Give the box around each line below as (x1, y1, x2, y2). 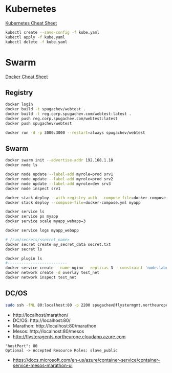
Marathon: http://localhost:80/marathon (12, 322, 97, 329)
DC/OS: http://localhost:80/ (12, 317, 71, 323)
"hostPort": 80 (5, 343, 38, 348)
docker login (5, 102, 33, 107)
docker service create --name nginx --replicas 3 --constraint (5, 265, 143, 271)
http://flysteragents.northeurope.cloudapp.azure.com (12, 333, 126, 340)
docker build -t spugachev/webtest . (5, 107, 86, 112)
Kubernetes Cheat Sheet (5, 20, 57, 26)
